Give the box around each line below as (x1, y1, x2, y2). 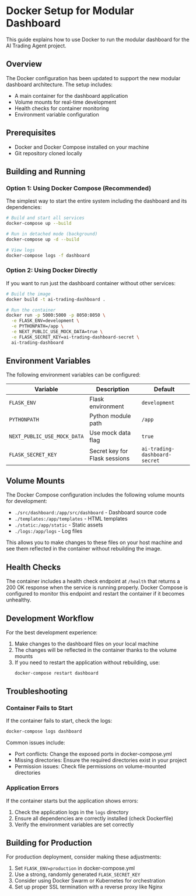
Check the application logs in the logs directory (14, 808, 129, 815)
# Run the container (6, 307, 57, 313)
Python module (89, 412, 131, 420)
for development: (6, 498, 48, 505)
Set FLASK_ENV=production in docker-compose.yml (14, 865, 135, 872)
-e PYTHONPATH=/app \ (11, 323, 64, 329)
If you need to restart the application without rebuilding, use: (14, 659, 160, 666)
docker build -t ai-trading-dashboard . (6, 296, 106, 302)
